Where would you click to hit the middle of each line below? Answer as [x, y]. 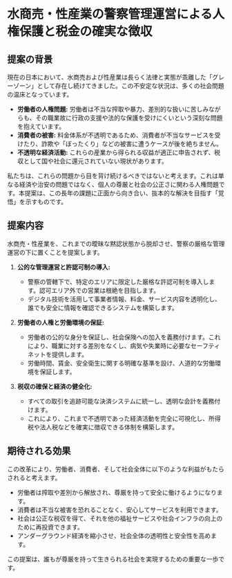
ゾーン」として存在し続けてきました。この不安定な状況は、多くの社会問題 [118, 86]
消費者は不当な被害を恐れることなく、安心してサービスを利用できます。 [119, 509]
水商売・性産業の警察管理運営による [110, 14]
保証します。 [58, 372]
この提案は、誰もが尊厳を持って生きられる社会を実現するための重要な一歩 [113, 559]
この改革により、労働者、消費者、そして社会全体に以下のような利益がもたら [116, 469]
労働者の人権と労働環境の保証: [61, 322]
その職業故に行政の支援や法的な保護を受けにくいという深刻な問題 [129, 118]
